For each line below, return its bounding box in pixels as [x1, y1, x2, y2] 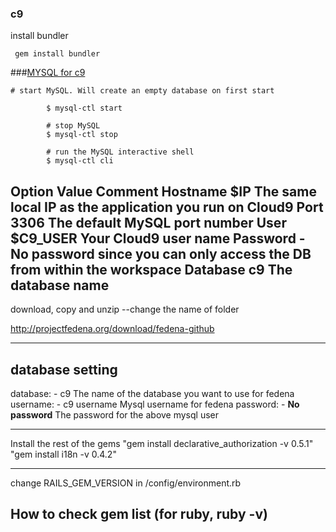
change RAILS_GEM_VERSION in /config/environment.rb [10, 477, 242, 489]
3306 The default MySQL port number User [10, 214, 287, 231]
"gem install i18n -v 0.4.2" [10, 448, 117, 460]
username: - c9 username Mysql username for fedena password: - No [10, 398, 300, 410]
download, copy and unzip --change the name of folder [10, 303, 240, 316]
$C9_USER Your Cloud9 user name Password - [10, 230, 306, 247]
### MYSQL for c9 [10, 67, 86, 79]
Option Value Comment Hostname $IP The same [10, 183, 317, 200]
